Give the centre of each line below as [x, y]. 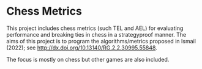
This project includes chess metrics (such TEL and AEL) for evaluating [95, 28]
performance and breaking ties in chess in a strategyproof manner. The [96, 34]
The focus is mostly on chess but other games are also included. [88, 59]
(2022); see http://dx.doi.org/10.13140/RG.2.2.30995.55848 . [82, 48]
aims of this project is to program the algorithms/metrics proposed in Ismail [101, 41]
